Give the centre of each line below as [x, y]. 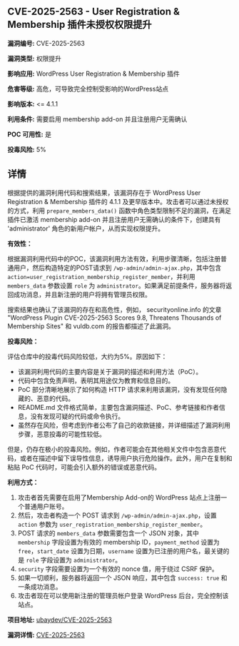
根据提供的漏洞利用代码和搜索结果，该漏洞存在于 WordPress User [104, 193]
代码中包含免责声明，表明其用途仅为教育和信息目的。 [96, 380]
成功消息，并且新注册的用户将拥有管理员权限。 [82, 294]
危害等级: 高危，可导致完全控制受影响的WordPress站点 [88, 89]
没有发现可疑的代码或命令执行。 [77, 416]
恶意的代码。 [56, 398]
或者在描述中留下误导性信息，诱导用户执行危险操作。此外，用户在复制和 [126, 458]
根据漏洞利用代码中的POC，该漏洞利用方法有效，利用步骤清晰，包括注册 [114, 258]
